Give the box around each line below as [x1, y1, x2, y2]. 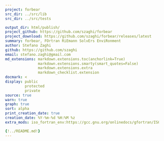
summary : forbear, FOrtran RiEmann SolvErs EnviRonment [5, 38, 121, 44]
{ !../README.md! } [5, 128, 41, 134]
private [24, 88, 41, 93]
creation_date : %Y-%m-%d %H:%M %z [5, 115, 76, 120]
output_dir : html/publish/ [5, 25, 60, 30]
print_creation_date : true [5, 111, 60, 116]
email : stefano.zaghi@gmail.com [5, 52, 71, 57]
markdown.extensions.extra [38, 66, 93, 70]
